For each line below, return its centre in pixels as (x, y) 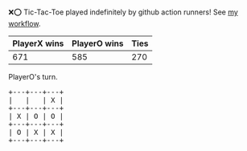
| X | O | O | (36, 116)
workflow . (25, 24)
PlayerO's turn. (33, 77)
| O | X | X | (36, 132)
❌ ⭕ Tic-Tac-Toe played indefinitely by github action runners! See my (123, 12)
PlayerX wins (38, 43)
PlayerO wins (98, 43)
